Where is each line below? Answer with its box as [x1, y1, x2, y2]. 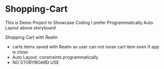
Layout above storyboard [5, 24, 56, 30]
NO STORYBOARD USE [12, 59, 59, 65]
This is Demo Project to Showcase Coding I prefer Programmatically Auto [5, 20, 153, 25]
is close [12, 49, 28, 55]
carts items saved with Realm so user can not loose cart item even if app [12, 44, 160, 49]
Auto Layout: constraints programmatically [12, 54, 98, 60]
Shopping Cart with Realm [5, 34, 58, 40]
